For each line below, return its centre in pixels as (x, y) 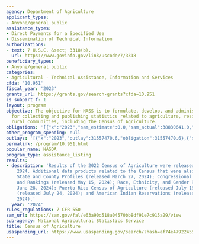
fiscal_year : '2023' (32, 89)
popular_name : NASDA (32, 149)
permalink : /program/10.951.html (47, 144)
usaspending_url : (28, 232)
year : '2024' (28, 204)
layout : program (26, 105)
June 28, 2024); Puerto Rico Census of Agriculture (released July (102, 188)
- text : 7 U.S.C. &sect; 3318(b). (49, 50)
